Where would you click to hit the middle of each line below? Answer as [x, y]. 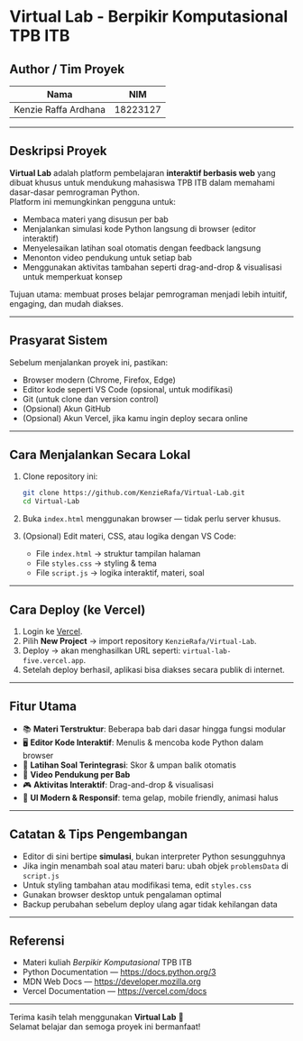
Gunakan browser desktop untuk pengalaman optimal [122, 894]
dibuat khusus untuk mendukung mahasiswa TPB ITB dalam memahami [142, 182]
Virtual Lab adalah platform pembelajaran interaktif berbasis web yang [143, 172]
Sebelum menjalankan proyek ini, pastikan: [89, 362]
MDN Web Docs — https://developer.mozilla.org [111, 981]
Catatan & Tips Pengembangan [98, 835]
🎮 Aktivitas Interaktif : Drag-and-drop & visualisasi [118, 784]
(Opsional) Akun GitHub [66, 409]
